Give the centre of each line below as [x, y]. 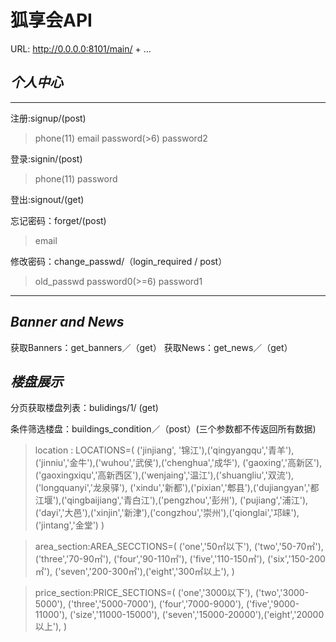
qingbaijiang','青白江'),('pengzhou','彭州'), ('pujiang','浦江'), [187, 500]
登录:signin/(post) [46, 158]
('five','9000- [272, 604]
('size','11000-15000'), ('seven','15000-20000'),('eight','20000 [197, 615]
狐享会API [51, 20]
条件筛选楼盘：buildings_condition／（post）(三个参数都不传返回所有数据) [163, 429]
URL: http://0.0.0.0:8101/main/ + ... [81, 48]
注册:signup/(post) [48, 118]
